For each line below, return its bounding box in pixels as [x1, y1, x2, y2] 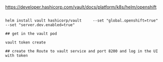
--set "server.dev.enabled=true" [5, 22, 75, 27]
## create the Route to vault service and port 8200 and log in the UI [5, 48, 158, 53]
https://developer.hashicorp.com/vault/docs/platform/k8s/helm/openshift [5, 4, 157, 10]
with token [5, 53, 28, 58]
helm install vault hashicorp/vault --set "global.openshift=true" [5, 18, 158, 23]
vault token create [5, 39, 46, 45]
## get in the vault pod [5, 31, 57, 36]
